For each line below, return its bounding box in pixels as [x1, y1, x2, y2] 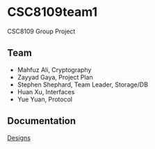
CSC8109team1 [7, 4, 98, 20]
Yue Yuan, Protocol [17, 95, 73, 103]
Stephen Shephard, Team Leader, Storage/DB [17, 80, 148, 89]
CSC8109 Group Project [7, 27, 76, 35]
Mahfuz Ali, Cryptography [17, 65, 92, 73]
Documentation [7, 115, 76, 127]
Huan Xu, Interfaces [17, 87, 75, 96]
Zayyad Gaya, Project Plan [17, 73, 93, 81]
